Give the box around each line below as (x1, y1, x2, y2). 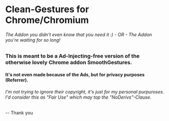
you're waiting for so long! (5, 37, 61, 43)
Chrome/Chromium (5, 14, 89, 26)
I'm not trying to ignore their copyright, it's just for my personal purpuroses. (5, 88, 164, 95)
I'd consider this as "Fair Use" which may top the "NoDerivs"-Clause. (5, 94, 152, 100)
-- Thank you (5, 110, 33, 116)
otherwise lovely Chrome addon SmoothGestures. (5, 59, 132, 66)
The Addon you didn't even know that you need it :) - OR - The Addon (5, 32, 152, 38)
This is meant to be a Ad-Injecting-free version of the (5, 52, 140, 59)
